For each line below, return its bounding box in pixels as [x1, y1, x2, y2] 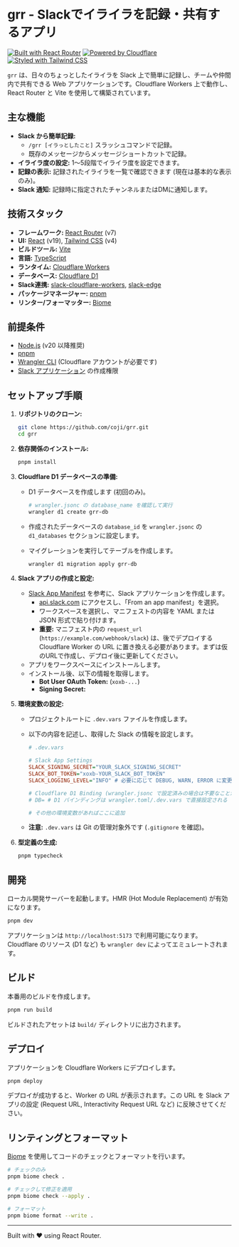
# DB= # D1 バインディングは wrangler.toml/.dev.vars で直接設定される [28, 796, 228, 804]
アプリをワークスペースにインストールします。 [28, 661, 164, 669]
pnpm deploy [7, 1077, 43, 1085]
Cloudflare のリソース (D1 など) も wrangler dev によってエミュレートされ [7, 940, 222, 948]
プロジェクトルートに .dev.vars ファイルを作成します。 [28, 715, 191, 723]
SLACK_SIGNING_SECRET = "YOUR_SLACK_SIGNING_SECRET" [28, 764, 182, 771]
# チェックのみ [7, 1166, 46, 1174]
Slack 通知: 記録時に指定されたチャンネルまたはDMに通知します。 [17, 185, 212, 193]
